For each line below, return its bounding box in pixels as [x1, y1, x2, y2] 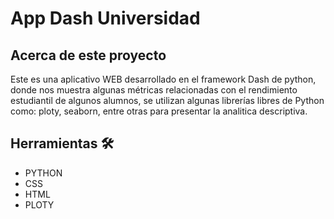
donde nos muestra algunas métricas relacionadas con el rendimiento [10, 84, 298, 96]
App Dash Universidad [10, 7, 201, 30]
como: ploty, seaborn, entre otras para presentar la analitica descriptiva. [10, 105, 308, 117]
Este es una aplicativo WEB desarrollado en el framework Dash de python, [10, 73, 317, 85]
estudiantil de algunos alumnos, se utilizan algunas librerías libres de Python [10, 95, 325, 106]
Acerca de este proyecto [10, 47, 167, 64]
